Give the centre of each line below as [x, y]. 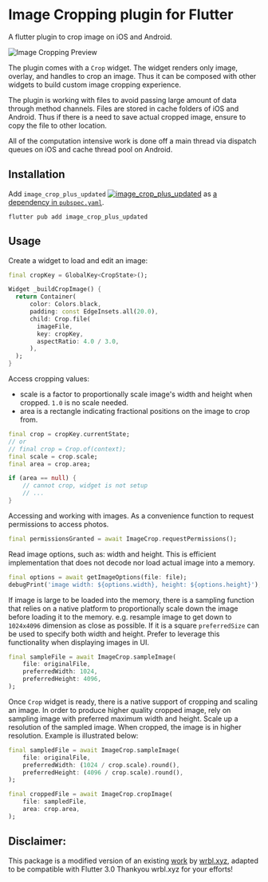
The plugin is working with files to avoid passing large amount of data [122, 100]
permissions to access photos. [59, 524]
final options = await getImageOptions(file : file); [98, 577]
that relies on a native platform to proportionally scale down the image [123, 608]
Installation [37, 174]
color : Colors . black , [65, 305]
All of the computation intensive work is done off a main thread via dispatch [132, 140]
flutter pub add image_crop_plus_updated [78, 217]
